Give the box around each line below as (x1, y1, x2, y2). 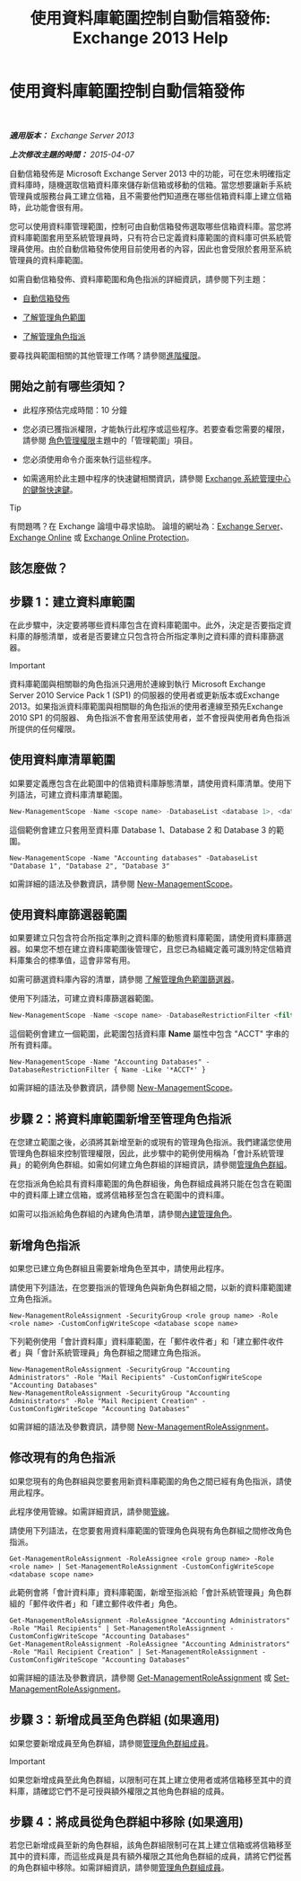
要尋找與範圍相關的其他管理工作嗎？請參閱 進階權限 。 (9, 349, 206, 360)
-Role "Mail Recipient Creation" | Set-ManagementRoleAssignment (9, 1647, 258, 1656)
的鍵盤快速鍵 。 (21, 484, 78, 495)
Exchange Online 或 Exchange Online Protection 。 (9, 532, 194, 543)
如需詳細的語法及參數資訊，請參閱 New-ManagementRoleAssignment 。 (9, 1421, 274, 1432)
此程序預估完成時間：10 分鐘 (21, 404, 128, 415)
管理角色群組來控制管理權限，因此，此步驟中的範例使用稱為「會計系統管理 (9, 1148, 284, 1159)
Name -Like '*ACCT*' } (121, 1065, 206, 1074)
